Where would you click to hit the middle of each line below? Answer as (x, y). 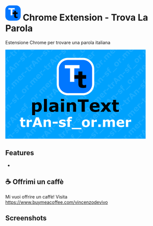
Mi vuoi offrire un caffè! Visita (36, 196)
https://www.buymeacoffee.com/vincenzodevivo (57, 202)
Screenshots (26, 218)
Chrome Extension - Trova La (85, 18)
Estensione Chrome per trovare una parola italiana (58, 42)
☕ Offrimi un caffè (34, 182)
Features (20, 153)
